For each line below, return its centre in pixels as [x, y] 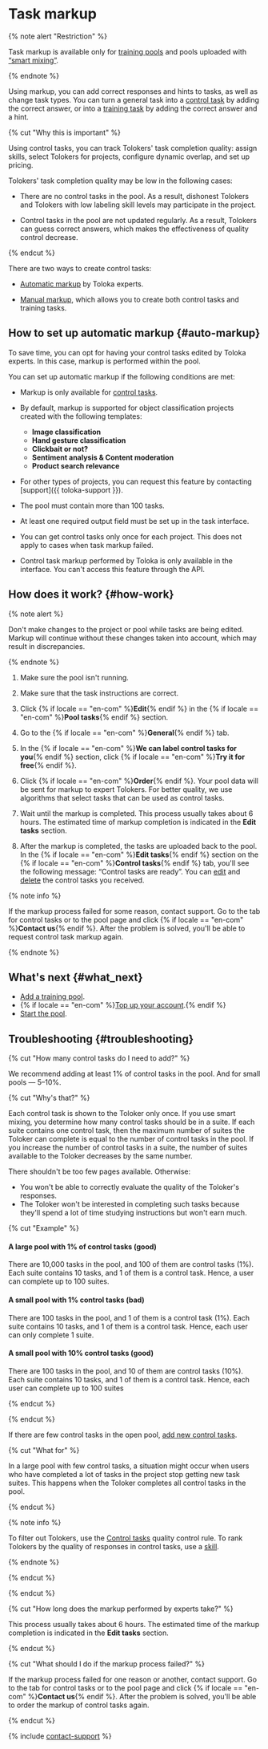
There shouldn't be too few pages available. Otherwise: [100, 1171]
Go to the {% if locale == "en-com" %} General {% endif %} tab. [124, 732]
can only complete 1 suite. [51, 1335]
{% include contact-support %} [60, 1736]
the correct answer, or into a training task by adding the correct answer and [133, 108]
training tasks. [43, 308]
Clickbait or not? [60, 448]
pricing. [21, 164]
